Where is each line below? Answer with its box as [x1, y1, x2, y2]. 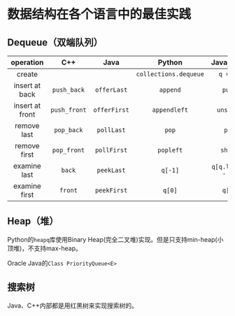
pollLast [97, 127, 126, 134]
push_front [50, 106, 87, 114]
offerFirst [93, 106, 129, 114]
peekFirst [94, 187, 128, 194]
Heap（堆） [7, 215, 59, 227]
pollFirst [94, 146, 128, 154]
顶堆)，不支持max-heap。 [7, 244, 83, 252]
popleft [157, 146, 183, 154]
